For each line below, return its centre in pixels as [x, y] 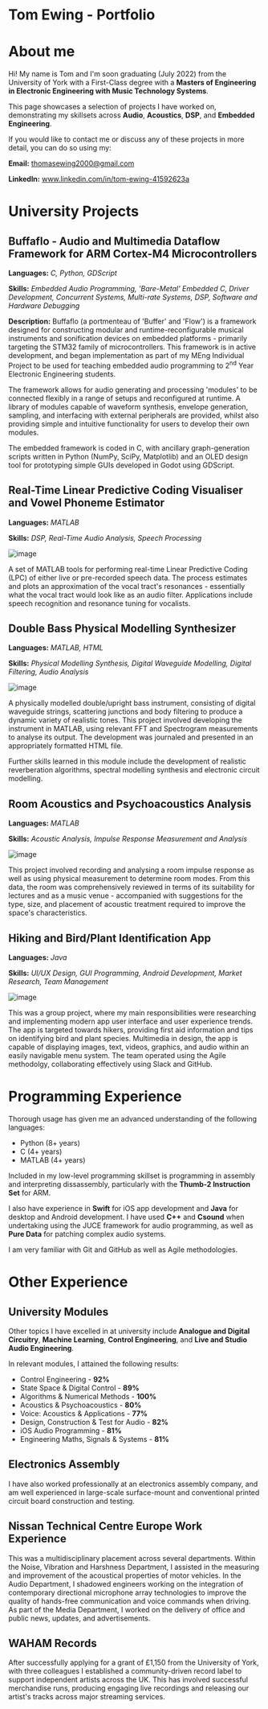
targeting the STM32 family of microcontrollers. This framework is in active [132, 347]
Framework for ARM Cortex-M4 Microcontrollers [133, 254]
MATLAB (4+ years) [53, 1159]
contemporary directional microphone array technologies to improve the [128, 1592]
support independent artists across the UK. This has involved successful [128, 1680]
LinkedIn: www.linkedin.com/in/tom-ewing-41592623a [99, 179]
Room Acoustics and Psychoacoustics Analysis [130, 803]
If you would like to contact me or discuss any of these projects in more [126, 139]
